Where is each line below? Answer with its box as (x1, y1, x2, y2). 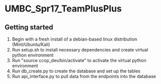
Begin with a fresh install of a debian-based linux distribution (11, 36, 137, 42)
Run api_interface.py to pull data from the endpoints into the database (11, 73, 156, 79)
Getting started (4, 23, 53, 31)
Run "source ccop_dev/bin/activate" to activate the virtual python (11, 57, 147, 63)
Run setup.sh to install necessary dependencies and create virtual (11, 47, 148, 52)
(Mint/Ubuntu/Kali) (11, 41, 50, 47)
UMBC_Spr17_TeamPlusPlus (4, 3, 122, 14)
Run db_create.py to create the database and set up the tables (11, 68, 140, 74)
